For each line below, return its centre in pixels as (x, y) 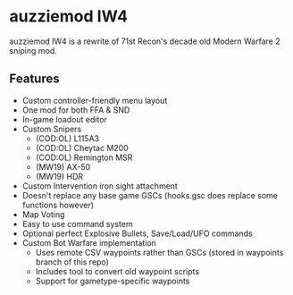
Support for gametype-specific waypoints (113, 281)
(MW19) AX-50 (63, 166)
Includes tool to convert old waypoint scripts (117, 271)
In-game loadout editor (64, 119)
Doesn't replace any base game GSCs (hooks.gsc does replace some (150, 195)
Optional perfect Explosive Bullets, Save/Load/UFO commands (137, 233)
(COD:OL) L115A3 (67, 138)
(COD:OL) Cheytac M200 (82, 147)
